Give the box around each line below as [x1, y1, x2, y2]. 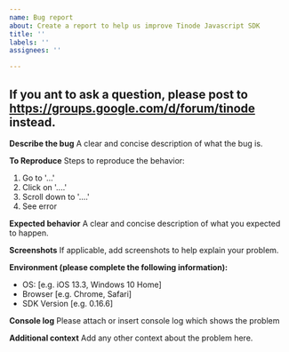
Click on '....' [21, 181, 68, 192]
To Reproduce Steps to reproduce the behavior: [9, 155, 185, 165]
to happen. [9, 228, 49, 238]
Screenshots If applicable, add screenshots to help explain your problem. [9, 244, 279, 255]
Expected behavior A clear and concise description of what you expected [9, 218, 281, 228]
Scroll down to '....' [21, 191, 91, 202]
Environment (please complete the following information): [9, 261, 229, 272]
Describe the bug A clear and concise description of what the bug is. [9, 138, 263, 148]
